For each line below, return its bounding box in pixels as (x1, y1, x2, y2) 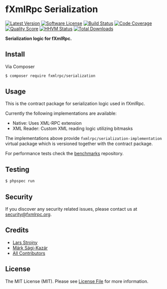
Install (5, 50, 25, 59)
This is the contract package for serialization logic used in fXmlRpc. (5, 101, 145, 107)
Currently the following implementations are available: (5, 110, 117, 117)
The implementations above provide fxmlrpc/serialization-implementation (5, 135, 162, 141)
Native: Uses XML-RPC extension (12, 120, 82, 126)
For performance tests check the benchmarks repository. (5, 151, 124, 157)
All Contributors (12, 250, 45, 256)
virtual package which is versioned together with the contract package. (5, 140, 153, 147)
